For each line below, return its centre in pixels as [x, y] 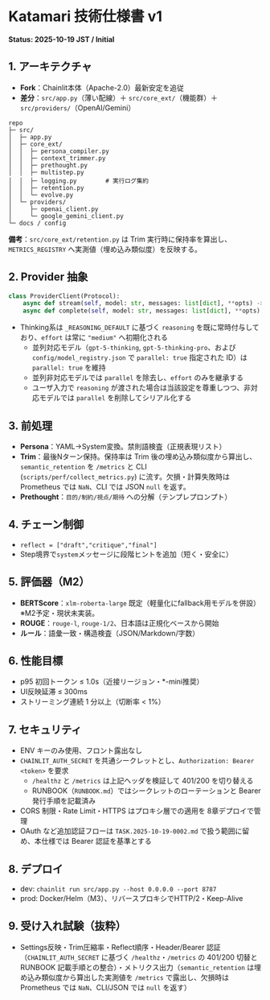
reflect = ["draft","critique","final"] [88, 545]
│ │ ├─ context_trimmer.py [57, 158]
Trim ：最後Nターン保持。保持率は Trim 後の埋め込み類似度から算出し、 [138, 457]
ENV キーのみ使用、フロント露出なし [81, 750]
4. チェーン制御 [46, 525]
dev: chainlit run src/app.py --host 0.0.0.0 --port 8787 [118, 889]
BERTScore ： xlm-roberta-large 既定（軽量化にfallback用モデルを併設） [140, 603]
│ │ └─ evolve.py [41, 195]
